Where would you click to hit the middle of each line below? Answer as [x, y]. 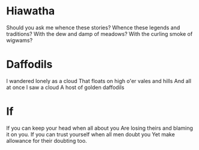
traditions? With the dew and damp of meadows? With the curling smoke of [99, 33]
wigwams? [20, 40]
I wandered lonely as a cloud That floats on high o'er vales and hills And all [99, 81]
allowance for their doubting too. [47, 140]
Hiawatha [31, 11]
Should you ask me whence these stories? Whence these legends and [93, 27]
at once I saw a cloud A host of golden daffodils [65, 87]
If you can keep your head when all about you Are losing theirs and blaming [100, 128]
